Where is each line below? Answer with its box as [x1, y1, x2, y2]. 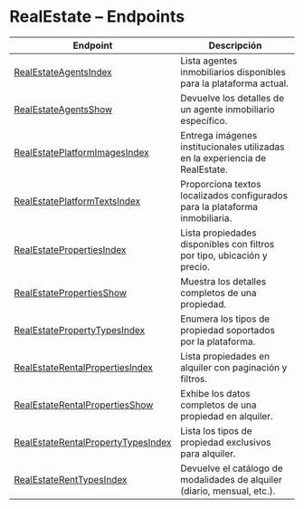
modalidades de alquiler [180, 473, 282, 485]
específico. [180, 114, 228, 127]
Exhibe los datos [180, 387, 251, 399]
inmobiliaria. [180, 211, 233, 224]
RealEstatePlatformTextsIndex [14, 195, 141, 207]
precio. [180, 260, 211, 273]
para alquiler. [180, 447, 237, 459]
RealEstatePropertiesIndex [14, 243, 127, 255]
